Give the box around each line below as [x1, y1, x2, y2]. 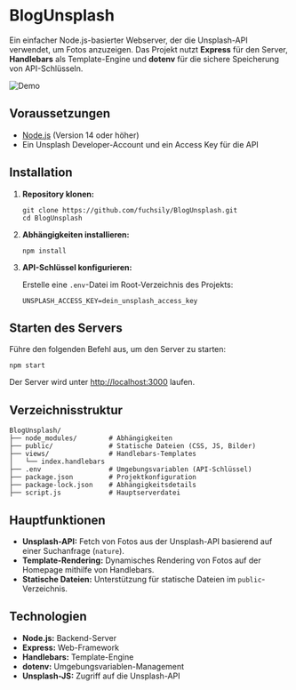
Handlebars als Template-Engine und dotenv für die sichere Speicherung [9, 53, 280, 64]
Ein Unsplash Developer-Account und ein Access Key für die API [21, 139, 260, 149]
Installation [9, 165, 73, 181]
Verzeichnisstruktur [9, 402, 123, 418]
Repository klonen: [21, 189, 95, 199]
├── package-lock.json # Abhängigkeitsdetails [9, 481, 197, 490]
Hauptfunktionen [9, 512, 106, 527]
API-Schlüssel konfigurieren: [21, 261, 132, 272]
